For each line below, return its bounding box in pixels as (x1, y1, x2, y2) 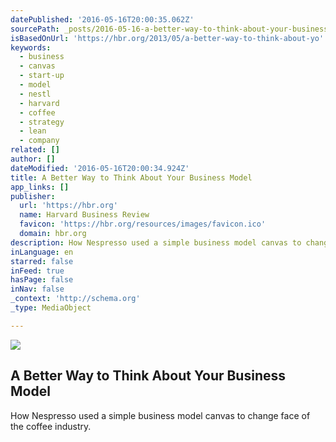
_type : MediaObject (10, 303, 92, 313)
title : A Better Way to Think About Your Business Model (10, 172, 253, 183)
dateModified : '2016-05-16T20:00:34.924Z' (10, 163, 190, 173)
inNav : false (10, 284, 65, 295)
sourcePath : (10, 24, 60, 34)
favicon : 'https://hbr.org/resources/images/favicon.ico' (19, 219, 267, 230)
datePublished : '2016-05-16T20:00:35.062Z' (10, 14, 195, 25)
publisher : (10, 191, 56, 201)
